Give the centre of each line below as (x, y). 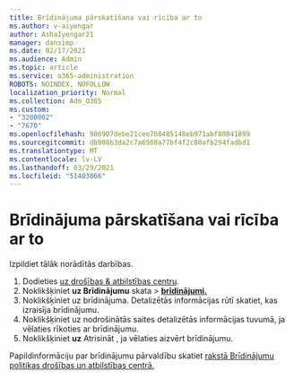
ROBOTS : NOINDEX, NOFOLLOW (60, 84)
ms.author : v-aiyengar (52, 26)
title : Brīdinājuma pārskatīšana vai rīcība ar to (106, 17)
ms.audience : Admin (46, 59)
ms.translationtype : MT (54, 151)
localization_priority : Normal (68, 92)
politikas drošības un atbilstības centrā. (82, 366)
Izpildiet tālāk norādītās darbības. (71, 264)
